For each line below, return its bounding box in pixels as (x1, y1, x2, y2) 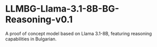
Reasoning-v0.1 (5, 14, 73, 25)
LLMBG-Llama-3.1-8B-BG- (5, 3, 119, 15)
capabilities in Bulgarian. (5, 36, 57, 42)
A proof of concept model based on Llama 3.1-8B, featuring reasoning (5, 30, 152, 36)
